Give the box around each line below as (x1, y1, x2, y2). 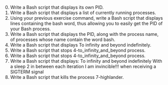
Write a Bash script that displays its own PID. (10, 5, 104, 10)
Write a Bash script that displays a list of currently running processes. (10, 10, 156, 16)
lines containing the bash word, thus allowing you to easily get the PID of (10, 20, 163, 26)
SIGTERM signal (10, 69, 44, 75)
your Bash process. (10, 26, 51, 32)
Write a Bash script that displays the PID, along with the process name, (10, 31, 159, 37)
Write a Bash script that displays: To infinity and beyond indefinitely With (10, 58, 162, 64)
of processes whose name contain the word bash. (10, 36, 116, 42)
